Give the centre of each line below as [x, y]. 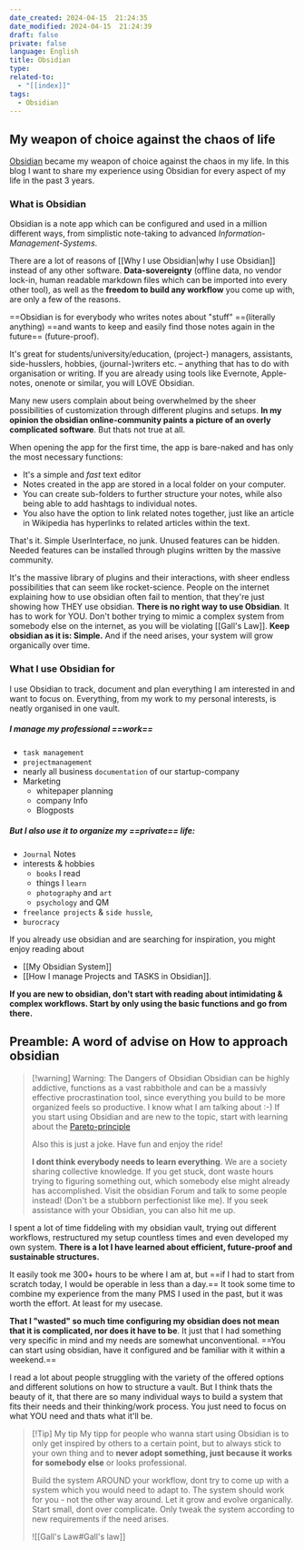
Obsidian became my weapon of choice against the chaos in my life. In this [149, 161]
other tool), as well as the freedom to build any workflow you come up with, [152, 290]
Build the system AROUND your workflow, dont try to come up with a [160, 1480]
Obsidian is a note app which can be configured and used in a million [138, 224]
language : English [44, 52]
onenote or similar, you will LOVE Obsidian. [115, 383]
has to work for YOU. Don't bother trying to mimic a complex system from [147, 616]
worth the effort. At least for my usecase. [86, 1303]
